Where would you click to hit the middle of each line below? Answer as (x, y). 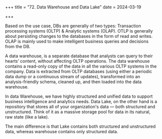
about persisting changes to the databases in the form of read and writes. (79, 36)
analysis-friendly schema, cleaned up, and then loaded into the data (73, 82)
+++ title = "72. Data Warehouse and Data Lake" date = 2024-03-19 (73, 7)
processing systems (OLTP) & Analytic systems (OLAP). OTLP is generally (79, 31)
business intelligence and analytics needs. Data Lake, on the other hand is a (81, 101)
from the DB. (18, 46)
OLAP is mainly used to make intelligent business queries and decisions (77, 41)
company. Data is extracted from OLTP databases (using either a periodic (79, 71)
